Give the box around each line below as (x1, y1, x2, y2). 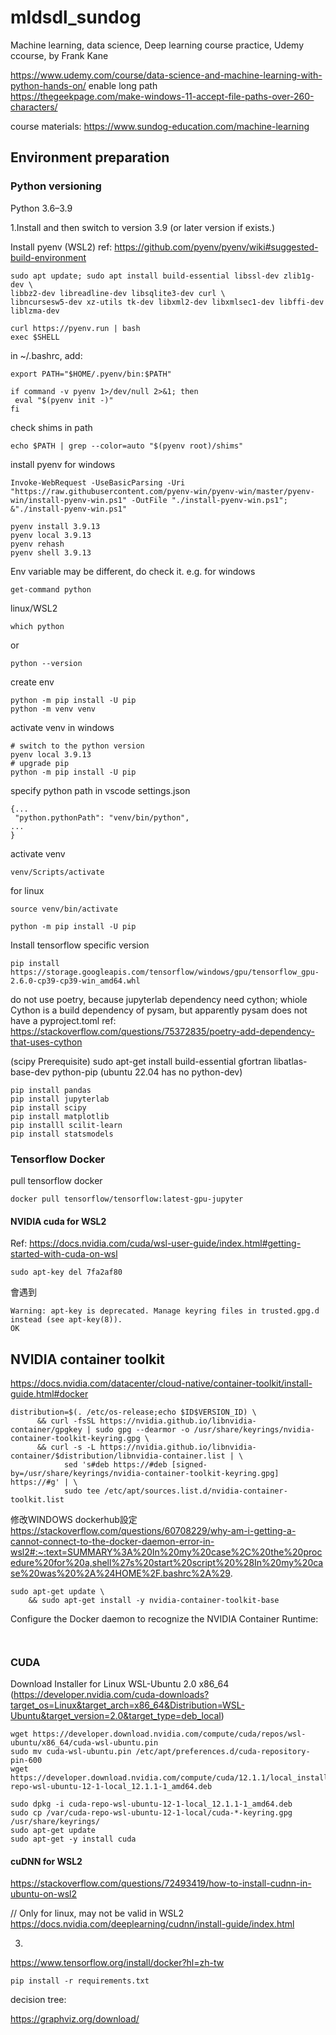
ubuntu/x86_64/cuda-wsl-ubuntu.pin (10, 1738, 159, 1748)
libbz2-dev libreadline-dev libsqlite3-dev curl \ (10, 288, 226, 298)
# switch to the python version (10, 741, 145, 751)
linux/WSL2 (10, 602, 58, 614)
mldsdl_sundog (10, 6, 142, 29)
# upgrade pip (10, 758, 70, 768)
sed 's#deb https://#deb (63, 1459, 168, 1470)
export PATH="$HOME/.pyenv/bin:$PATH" (10, 369, 172, 379)
